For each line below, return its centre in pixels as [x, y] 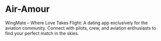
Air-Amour [27, 9]
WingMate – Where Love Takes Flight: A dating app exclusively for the [77, 23]
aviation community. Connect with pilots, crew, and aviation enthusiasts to [80, 28]
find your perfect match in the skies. [42, 33]
